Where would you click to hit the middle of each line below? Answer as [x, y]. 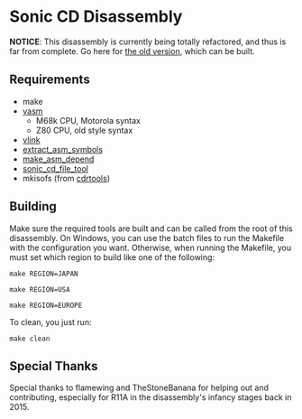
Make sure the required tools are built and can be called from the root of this [151, 228]
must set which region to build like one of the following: [112, 257]
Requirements [50, 80]
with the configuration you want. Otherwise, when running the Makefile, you [150, 247]
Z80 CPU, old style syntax [84, 130]
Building [33, 206]
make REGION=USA [40, 289]
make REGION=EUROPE [46, 305]
